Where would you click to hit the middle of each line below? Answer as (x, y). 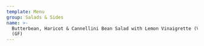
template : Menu (25, 12)
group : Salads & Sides (35, 17)
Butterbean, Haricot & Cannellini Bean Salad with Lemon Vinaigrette (101, 28)
